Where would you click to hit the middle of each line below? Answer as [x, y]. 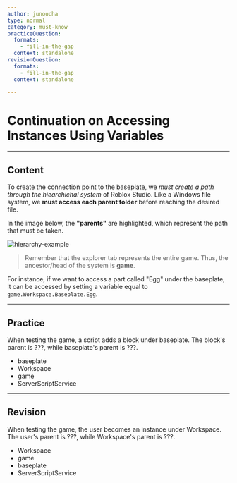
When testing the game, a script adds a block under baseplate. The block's [116, 340]
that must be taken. [35, 231]
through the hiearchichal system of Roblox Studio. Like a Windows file [109, 195]
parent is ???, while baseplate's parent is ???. [73, 347]
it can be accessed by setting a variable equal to [78, 287]
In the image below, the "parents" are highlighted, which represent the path [117, 224]
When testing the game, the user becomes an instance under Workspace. [115, 429]
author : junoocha [33, 14]
